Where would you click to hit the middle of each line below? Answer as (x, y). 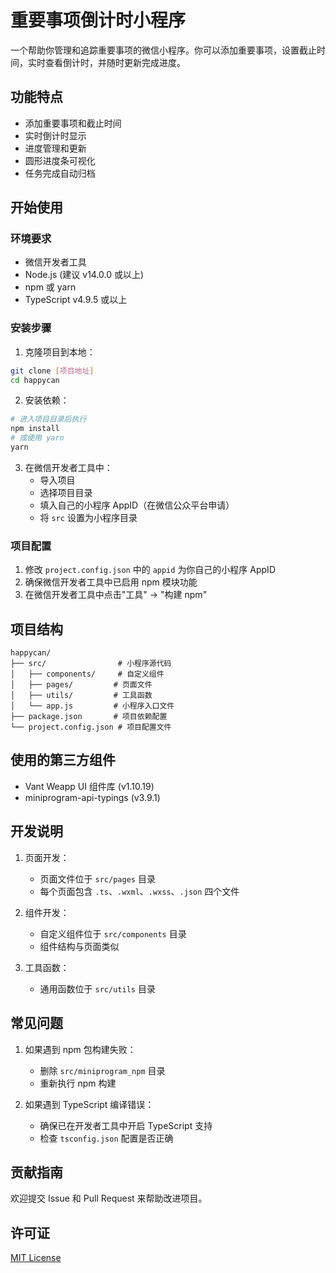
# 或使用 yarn (37, 438)
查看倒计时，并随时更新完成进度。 (115, 62)
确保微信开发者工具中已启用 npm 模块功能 (111, 582)
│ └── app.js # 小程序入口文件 (92, 706)
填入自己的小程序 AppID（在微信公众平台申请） (137, 505)
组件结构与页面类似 (79, 946)
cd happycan (35, 380)
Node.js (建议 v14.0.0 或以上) (84, 275)
